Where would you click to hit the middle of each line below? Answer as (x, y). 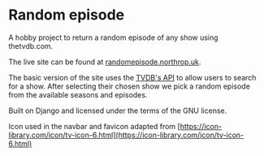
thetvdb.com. (31, 45)
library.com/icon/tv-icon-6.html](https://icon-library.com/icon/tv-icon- (126, 135)
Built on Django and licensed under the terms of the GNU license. (118, 110)
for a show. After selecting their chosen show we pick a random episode (129, 86)
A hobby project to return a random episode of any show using (113, 37)
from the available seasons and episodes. (78, 94)
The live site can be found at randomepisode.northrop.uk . (105, 62)
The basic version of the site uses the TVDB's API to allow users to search (132, 77)
